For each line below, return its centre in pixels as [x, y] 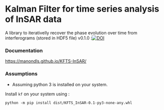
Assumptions [21, 74]
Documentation [24, 51]
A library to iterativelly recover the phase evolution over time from [71, 33]
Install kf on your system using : [37, 94]
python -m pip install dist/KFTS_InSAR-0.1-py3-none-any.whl [69, 103]
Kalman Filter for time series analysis [82, 9]
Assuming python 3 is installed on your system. [60, 84]
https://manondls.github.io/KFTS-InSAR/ [46, 61]
